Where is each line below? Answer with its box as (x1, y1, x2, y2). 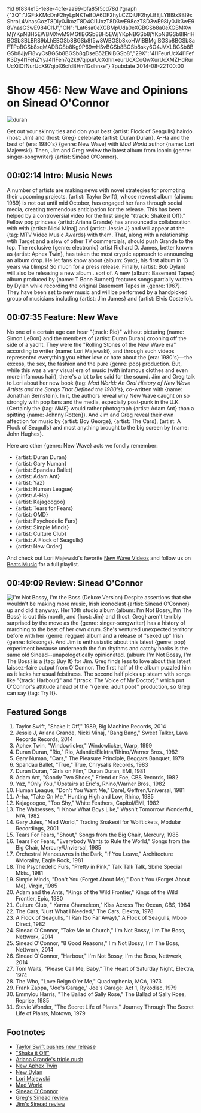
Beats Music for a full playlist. (7, 560, 80, 568)
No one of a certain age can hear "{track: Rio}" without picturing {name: (7, 328, 184, 335)
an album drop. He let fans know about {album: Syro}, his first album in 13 (7, 256, 188, 263)
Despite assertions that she (124, 594, 192, 601)
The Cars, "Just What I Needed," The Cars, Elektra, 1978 (15, 908, 154, 915)
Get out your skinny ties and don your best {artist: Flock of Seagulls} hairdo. (7, 127, 194, 134)
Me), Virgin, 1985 (15, 882, 58, 890)
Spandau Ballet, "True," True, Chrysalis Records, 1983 (15, 761, 148, 769)
